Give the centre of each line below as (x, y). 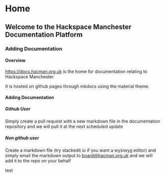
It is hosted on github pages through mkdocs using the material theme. (77, 86)
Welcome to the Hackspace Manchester (68, 27)
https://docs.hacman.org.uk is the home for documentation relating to (76, 71)
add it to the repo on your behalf (38, 161)
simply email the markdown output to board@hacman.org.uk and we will (79, 156)
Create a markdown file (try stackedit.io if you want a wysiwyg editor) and (81, 150)
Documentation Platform (44, 34)
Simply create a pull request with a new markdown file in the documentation (82, 121)
